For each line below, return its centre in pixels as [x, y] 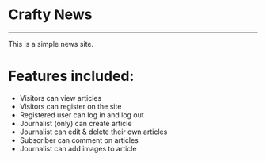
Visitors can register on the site [70, 106]
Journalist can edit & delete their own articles [93, 132]
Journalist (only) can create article [76, 123]
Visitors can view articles [61, 98]
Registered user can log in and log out [82, 115]
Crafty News [50, 15]
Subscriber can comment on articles [79, 140]
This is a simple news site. [51, 44]
